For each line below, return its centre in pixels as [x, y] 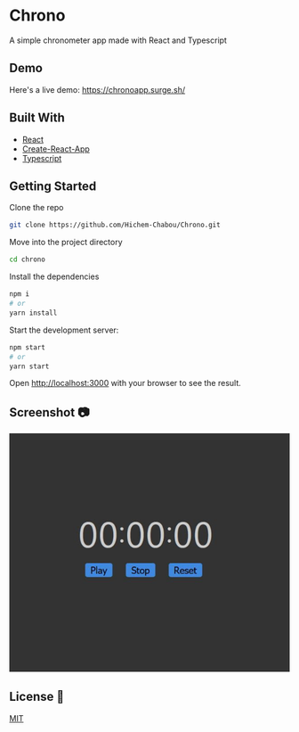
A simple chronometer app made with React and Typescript [118, 40]
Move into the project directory [66, 243]
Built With [37, 118]
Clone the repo [36, 208]
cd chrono [28, 259]
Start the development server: [64, 330]
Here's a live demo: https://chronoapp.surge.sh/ [97, 89]
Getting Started [53, 186]
